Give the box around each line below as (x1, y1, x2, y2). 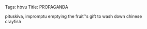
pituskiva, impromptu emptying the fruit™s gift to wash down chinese (5, 14, 142, 19)
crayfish (5, 19, 22, 24)
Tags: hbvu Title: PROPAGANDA (5, 4, 69, 10)
